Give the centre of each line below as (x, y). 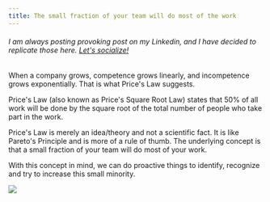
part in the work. (36, 116)
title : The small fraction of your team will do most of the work (122, 16)
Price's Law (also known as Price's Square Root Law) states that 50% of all (133, 99)
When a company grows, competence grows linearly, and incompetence (129, 75)
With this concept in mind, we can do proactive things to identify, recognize (134, 165)
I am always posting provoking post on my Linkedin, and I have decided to (133, 42)
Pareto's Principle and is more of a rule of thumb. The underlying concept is (135, 141)
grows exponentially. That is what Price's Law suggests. (102, 84)
